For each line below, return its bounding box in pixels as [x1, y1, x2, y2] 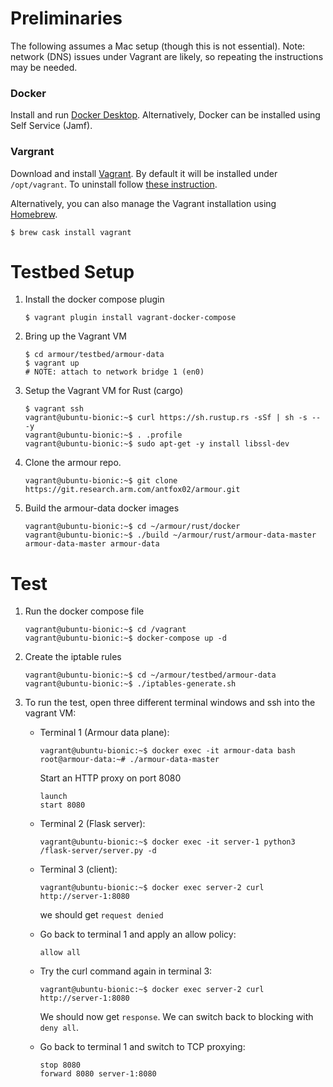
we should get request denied [39, 909, 164, 921]
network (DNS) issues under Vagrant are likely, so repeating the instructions [10, 50, 324, 62]
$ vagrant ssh [24, 404, 84, 414]
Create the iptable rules [24, 651, 122, 663]
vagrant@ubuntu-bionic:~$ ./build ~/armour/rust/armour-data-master [24, 530, 317, 541]
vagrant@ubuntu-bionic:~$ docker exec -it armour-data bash [39, 746, 296, 756]
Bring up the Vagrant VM [24, 330, 127, 342]
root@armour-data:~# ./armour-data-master [39, 755, 220, 765]
